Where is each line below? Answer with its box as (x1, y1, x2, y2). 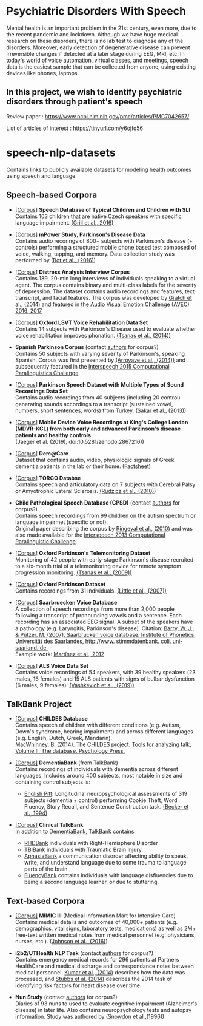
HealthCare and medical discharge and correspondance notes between (15, 962, 194, 970)
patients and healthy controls (15, 431, 91, 438)
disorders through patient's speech (6, 97, 144, 107)
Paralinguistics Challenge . (15, 369, 81, 376)
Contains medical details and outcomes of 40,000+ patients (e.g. (15, 919, 178, 926)
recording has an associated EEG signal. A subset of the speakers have (15, 618, 193, 625)
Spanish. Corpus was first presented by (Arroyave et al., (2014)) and (15, 356, 186, 364)
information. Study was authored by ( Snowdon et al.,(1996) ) (15, 1013, 165, 1021)
